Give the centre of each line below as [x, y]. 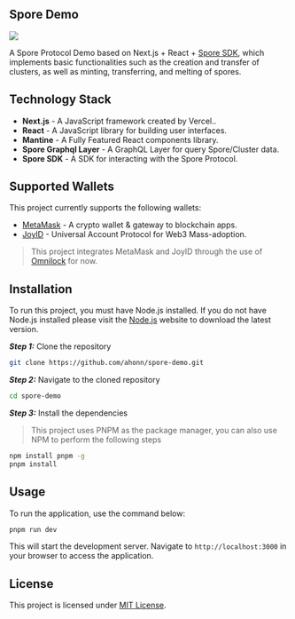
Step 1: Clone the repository [60, 346]
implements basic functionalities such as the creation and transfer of [134, 62]
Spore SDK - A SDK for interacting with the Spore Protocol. [130, 158]
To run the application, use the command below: [97, 513]
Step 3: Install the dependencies [69, 413]
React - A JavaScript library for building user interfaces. [124, 130]
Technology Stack [60, 100]
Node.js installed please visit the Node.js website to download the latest [140, 320]
